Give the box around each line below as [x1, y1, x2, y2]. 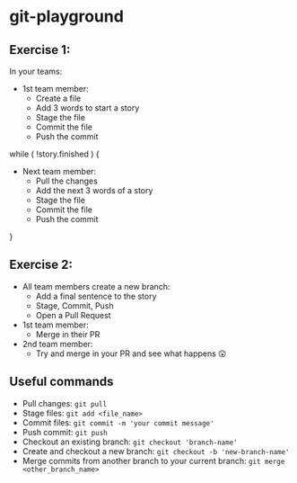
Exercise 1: [9, 42, 71, 58]
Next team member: [22, 166, 97, 176]
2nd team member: [22, 338, 93, 349]
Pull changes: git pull [22, 398, 108, 408]
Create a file [35, 93, 82, 103]
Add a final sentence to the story [35, 291, 157, 301]
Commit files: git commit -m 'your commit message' [22, 416, 214, 428]
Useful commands [9, 374, 114, 389]
